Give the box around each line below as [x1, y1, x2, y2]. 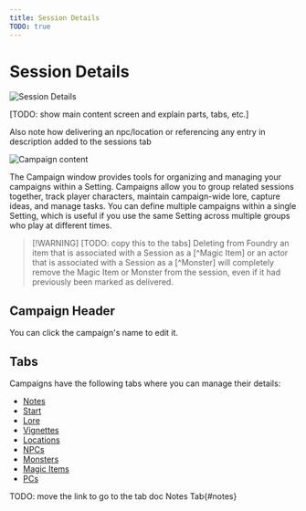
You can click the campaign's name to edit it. [9, 328, 179, 339]
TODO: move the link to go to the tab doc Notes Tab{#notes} [9, 491, 237, 502]
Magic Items [22, 464, 70, 474]
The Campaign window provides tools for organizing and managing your [9, 172, 281, 182]
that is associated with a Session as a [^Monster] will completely [31, 257, 275, 268]
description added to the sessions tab [9, 136, 153, 147]
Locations [22, 434, 61, 445]
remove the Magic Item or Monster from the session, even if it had [31, 266, 281, 278]
